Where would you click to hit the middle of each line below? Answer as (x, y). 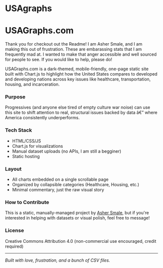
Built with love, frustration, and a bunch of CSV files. (57, 260)
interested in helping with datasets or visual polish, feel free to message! (77, 218)
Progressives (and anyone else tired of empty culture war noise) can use (78, 108)
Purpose (15, 97)
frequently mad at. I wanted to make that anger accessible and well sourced (81, 54)
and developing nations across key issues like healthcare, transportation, (78, 79)
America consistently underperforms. (42, 118)
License (15, 231)
